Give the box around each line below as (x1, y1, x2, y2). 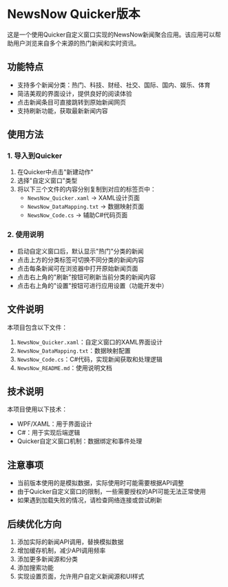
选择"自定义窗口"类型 (17, 176, 78, 185)
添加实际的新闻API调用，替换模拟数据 (17, 537, 124, 546)
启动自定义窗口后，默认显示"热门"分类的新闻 (17, 247, 144, 255)
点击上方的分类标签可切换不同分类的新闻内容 (17, 256, 145, 264)
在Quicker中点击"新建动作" (17, 168, 94, 176)
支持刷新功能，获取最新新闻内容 (17, 106, 108, 114)
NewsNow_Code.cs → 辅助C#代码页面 (27, 211, 128, 219)
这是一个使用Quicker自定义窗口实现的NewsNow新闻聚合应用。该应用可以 (7, 30, 216, 39)
